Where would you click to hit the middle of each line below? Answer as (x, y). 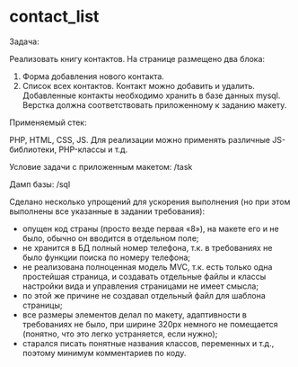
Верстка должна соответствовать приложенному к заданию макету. (154, 104)
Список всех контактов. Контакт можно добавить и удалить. (139, 85)
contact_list (54, 17)
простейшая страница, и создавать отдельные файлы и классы (144, 276)
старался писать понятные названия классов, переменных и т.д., (148, 343)
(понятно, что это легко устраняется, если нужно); (120, 334)
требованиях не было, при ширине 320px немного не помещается (150, 324)
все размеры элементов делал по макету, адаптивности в (134, 314)
